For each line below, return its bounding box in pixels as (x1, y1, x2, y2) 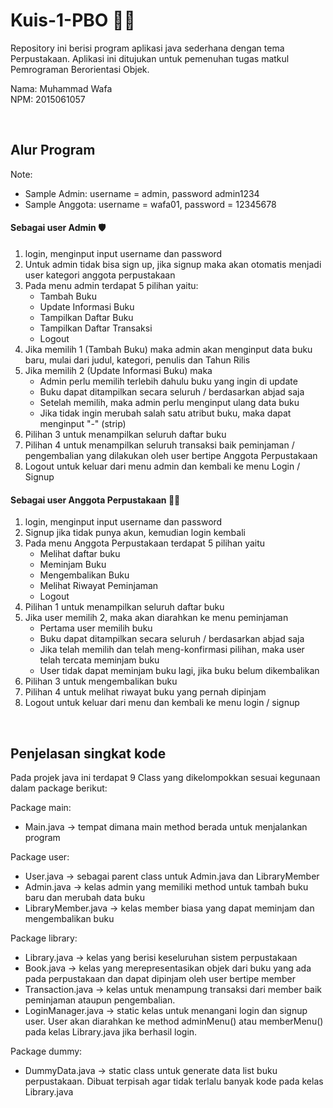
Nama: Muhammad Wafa (10, 82, 113, 94)
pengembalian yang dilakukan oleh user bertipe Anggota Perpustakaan (24, 449, 318, 461)
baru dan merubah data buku (24, 891, 145, 903)
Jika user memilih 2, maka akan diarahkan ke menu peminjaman (24, 612, 289, 624)
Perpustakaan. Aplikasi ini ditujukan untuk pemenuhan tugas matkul (10, 52, 290, 64)
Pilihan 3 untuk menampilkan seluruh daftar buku (24, 428, 227, 440)
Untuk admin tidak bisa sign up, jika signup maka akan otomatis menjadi (24, 258, 322, 270)
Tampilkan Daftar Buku (39, 311, 134, 323)
